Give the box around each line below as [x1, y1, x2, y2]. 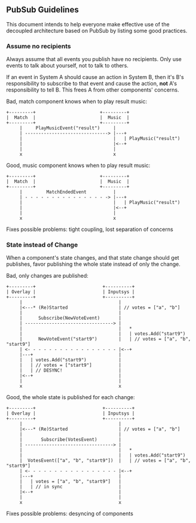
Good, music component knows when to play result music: [6, 162, 151, 169]
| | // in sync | [19, 484, 121, 490]
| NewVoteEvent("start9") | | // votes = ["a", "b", [19, 336, 191, 342]
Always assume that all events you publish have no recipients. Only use [6, 56, 182, 63]
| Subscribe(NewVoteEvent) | [19, 315, 121, 321]
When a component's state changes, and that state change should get [6, 254, 179, 261]
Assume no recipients [6, 42, 71, 50]
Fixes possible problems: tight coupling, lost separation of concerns [6, 226, 173, 233]
